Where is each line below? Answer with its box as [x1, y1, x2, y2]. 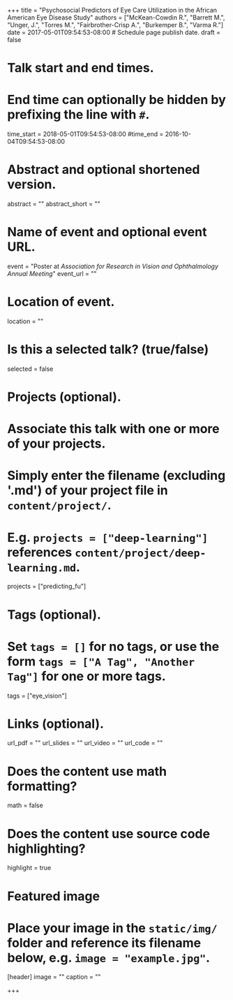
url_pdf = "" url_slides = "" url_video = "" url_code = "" [7, 739, 163, 747]
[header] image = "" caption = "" [7, 973, 101, 981]
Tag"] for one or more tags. [7, 668, 166, 684]
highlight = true [7, 864, 52, 872]
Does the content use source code [7, 825, 211, 841]
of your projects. [7, 436, 106, 452]
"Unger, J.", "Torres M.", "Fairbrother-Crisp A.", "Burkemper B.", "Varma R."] [7, 21, 223, 29]
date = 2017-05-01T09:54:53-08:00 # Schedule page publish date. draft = [7, 28, 221, 36]
